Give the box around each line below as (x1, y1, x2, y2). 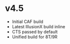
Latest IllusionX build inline (12, 23, 65, 29)
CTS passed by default (12, 29, 58, 34)
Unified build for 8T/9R (12, 34, 58, 40)
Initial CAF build (12, 19, 43, 24)
